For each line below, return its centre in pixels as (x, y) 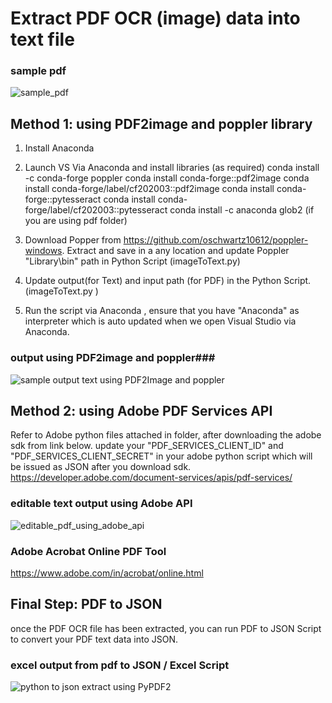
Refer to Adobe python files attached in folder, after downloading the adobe (166, 435)
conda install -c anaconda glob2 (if (242, 210)
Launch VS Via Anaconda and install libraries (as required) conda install (172, 168)
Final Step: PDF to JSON (86, 604)
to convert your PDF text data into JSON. (94, 639)
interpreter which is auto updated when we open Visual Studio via (160, 321)
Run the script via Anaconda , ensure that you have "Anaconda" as (162, 311)
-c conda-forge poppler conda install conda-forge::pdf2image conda (167, 178)
